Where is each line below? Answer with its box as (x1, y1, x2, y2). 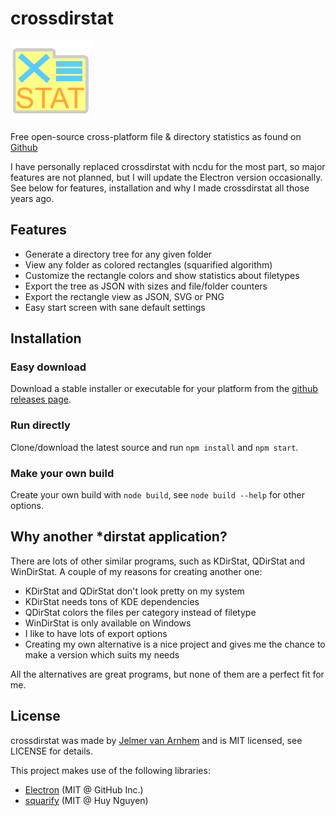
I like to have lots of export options (24, 627, 168, 639)
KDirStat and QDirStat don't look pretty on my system (24, 585, 245, 597)
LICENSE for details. (10, 745, 94, 757)
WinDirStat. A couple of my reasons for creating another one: (10, 565, 263, 577)
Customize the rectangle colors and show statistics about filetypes (24, 269, 300, 281)
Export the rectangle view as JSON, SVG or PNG (24, 290, 225, 302)
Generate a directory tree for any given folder (24, 248, 213, 260)
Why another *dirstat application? (10, 528, 228, 546)
